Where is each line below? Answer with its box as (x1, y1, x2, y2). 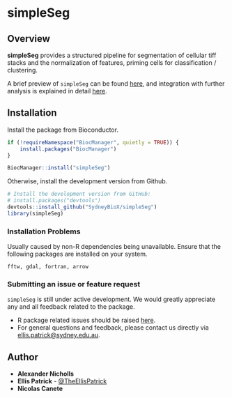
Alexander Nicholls (17, 369, 75, 378)
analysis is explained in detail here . (7, 87, 108, 95)
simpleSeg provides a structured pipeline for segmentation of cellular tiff (7, 51, 217, 59)
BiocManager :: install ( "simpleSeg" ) (7, 164, 111, 171)
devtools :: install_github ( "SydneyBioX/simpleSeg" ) (7, 204, 157, 211)
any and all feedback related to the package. (7, 303, 136, 311)
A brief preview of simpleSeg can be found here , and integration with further (7, 79, 225, 88)
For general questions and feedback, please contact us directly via (17, 323, 209, 332)
